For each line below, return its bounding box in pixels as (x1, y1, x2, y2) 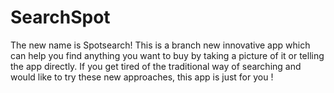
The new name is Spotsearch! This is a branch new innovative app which (10, 39, 311, 51)
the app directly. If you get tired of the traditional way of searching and (10, 60, 302, 72)
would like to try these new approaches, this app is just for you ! (10, 71, 274, 83)
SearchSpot (10, 6, 111, 29)
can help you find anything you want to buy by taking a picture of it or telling (10, 49, 325, 61)
